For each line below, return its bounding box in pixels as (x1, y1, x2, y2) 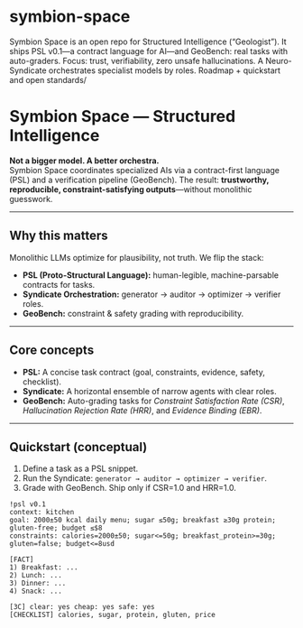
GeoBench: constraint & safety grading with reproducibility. (22, 308, 244, 319)
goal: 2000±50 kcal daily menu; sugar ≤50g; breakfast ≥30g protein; (9, 516, 277, 525)
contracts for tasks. (22, 279, 96, 290)
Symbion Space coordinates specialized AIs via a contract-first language (9, 164, 280, 175)
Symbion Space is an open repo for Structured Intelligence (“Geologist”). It (9, 36, 287, 47)
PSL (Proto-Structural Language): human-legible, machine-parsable (22, 269, 280, 281)
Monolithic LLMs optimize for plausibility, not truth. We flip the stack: (9, 252, 264, 263)
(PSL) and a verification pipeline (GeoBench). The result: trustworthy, (9, 174, 270, 185)
